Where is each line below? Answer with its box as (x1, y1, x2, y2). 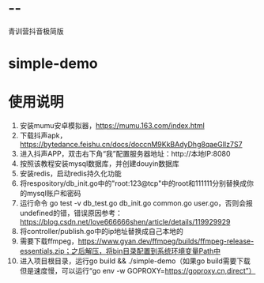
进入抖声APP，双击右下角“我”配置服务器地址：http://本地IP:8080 (19, 149, 231, 159)
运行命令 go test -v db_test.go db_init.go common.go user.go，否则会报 (19, 198, 253, 208)
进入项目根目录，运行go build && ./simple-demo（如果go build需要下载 (19, 256, 251, 266)
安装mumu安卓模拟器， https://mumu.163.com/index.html (19, 121, 206, 130)
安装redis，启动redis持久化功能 (19, 169, 122, 179)
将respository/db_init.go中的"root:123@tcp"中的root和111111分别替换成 (19, 179, 247, 188)
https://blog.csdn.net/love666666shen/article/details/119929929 (19, 217, 231, 227)
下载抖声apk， (19, 130, 67, 141)
